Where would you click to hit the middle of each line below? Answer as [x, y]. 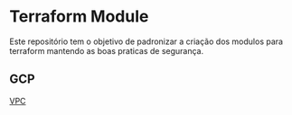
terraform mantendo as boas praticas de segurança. [107, 50]
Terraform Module [79, 17]
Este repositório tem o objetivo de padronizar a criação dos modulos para [146, 41]
